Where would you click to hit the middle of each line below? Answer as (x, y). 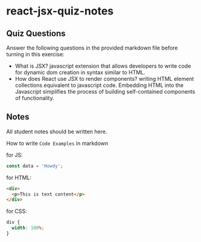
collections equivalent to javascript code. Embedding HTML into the (99, 85)
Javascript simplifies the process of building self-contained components (105, 91)
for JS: (14, 154)
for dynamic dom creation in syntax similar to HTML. (80, 72)
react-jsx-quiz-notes (60, 11)
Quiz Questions (36, 33)
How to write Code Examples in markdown (57, 143)
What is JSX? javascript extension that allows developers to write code (103, 66)
